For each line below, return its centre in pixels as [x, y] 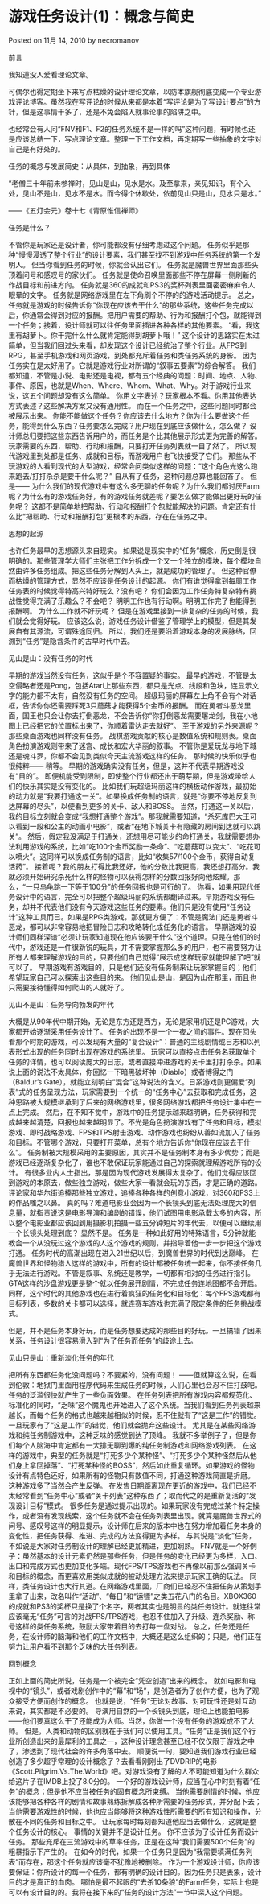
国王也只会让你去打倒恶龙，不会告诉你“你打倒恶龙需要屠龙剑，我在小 [137, 715]
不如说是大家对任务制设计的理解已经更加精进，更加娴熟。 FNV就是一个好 [129, 1546]
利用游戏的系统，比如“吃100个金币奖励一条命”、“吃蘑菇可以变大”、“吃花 [135, 846]
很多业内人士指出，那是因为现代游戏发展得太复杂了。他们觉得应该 [140, 1172]
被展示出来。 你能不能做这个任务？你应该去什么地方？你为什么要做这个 [125, 415]
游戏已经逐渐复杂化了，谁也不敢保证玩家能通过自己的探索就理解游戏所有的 [131, 1162]
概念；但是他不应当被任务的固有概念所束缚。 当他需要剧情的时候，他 [139, 1791]
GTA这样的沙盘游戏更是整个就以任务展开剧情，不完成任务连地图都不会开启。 [135, 1283]
